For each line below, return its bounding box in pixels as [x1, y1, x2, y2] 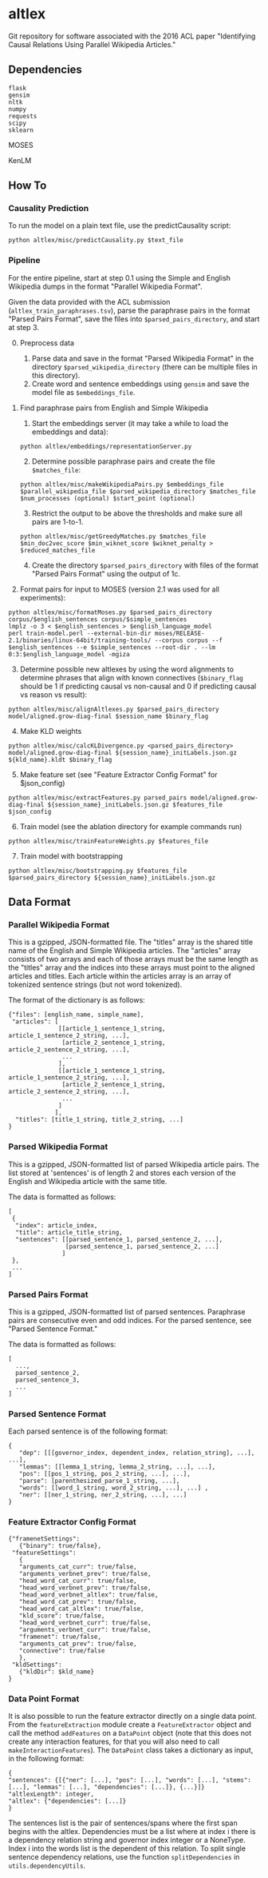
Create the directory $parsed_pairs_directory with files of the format [31, 560, 259, 570]
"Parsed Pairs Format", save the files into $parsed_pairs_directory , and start [8, 313, 260, 324]
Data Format [8, 895, 71, 909]
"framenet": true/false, [18, 1633, 102, 1641]
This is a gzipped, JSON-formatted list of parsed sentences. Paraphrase [8, 1307, 246, 1317]
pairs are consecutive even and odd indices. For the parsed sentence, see [8, 1316, 252, 1326]
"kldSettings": [11, 1661, 62, 1669]
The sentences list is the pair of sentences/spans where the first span [8, 1818, 238, 1828]
